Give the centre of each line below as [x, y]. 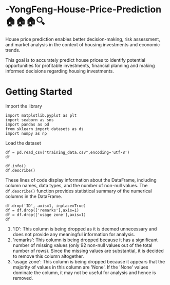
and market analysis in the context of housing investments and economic [83, 44]
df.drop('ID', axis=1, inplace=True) [46, 206]
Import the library [24, 106]
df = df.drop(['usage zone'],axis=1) [46, 215]
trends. [13, 50]
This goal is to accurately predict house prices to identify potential [75, 60]
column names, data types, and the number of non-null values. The [77, 185]
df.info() [16, 166]
